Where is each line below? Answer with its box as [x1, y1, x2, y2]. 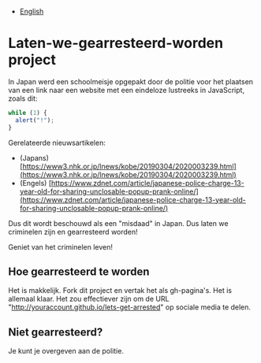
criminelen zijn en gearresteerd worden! [8, 227, 138, 236]
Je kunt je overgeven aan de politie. [8, 346, 125, 356]
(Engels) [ [19, 178, 52, 187]
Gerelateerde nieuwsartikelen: [8, 138, 106, 147]
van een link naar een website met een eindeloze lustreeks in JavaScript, [8, 85, 245, 94]
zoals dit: [8, 94, 38, 103]
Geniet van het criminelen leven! [8, 242, 113, 251]
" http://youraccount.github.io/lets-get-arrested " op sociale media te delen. [8, 302, 251, 312]
